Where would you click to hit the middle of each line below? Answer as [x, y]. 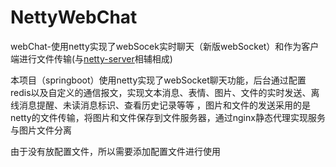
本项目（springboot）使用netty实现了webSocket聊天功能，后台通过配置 [158, 80]
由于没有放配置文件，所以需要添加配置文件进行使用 [115, 151]
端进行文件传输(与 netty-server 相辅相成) [91, 58]
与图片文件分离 [41, 130]
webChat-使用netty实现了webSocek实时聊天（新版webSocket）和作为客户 [165, 46]
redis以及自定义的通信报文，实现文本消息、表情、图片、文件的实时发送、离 [165, 92]
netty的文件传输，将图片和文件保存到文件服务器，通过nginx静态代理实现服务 [168, 117]
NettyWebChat [74, 17]
